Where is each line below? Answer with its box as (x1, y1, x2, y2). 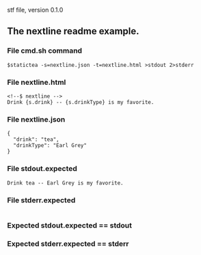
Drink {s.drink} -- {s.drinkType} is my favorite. (7, 98, 155, 105)
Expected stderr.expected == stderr (7, 239, 129, 248)
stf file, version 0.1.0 (7, 6, 64, 14)
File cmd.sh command (7, 46, 83, 55)
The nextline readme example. (7, 25, 139, 37)
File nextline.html (7, 77, 66, 87)
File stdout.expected (7, 164, 77, 174)
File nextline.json (7, 114, 66, 124)
